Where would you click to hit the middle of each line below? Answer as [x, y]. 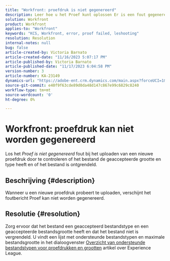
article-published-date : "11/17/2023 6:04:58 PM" [59, 66]
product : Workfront [26, 24]
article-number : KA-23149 [32, 76]
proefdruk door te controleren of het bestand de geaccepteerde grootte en [83, 159]
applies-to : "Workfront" [31, 29]
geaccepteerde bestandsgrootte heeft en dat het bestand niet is [72, 232]
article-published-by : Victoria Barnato [49, 62]
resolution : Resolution [30, 39]
